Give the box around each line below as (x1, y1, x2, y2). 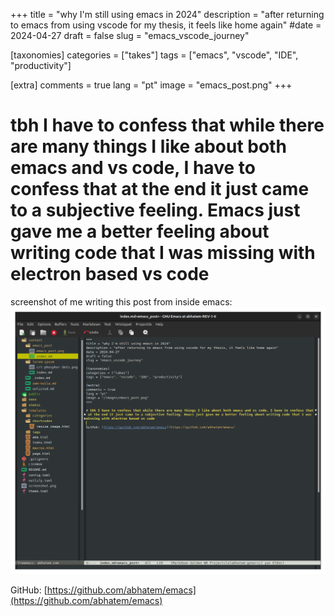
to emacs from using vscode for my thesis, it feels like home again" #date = (10, 19, 322, 31)
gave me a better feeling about (10, 220, 270, 243)
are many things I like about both (10, 135, 287, 158)
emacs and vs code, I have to (10, 157, 256, 179)
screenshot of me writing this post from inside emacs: (10, 295, 233, 308)
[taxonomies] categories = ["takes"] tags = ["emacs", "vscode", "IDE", (10, 49, 299, 61)
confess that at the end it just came (10, 178, 310, 201)
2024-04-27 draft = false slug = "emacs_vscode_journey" (10, 30, 250, 41)
